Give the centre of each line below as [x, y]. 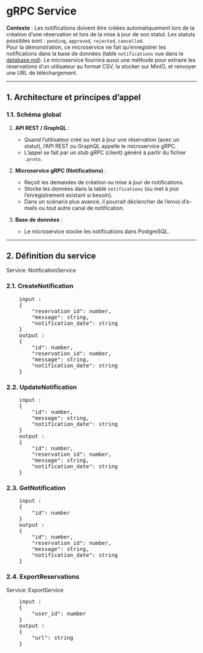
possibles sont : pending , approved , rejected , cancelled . [75, 40]
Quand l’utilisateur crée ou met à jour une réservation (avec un [102, 140]
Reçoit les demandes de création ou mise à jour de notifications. [104, 182]
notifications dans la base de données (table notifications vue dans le [95, 53]
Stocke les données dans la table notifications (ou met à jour [101, 188]
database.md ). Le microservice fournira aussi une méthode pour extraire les [101, 60]
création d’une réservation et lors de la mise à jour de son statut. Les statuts [101, 34]
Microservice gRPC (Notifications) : [61, 170]
